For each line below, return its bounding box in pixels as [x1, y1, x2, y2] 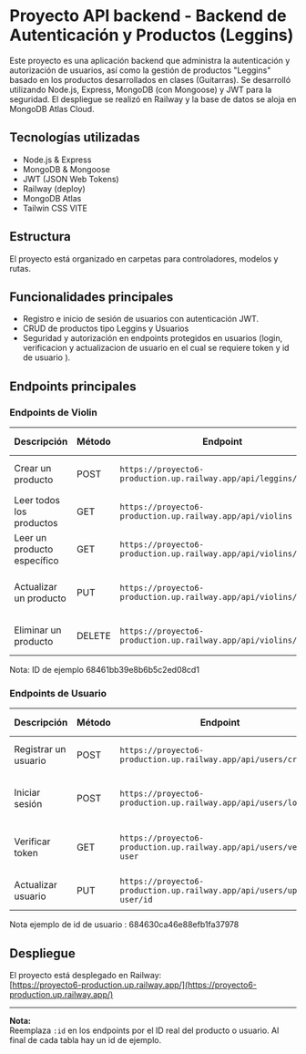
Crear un [14, 462, 52, 475]
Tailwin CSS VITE [22, 202, 88, 213]
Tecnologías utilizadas [9, 129, 140, 146]
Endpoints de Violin [9, 406, 97, 418]
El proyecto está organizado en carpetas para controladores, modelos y [9, 253, 279, 264]
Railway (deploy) [22, 183, 87, 194]
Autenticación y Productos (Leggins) [9, 25, 294, 46]
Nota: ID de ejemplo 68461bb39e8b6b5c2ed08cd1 [9, 665, 200, 676]
